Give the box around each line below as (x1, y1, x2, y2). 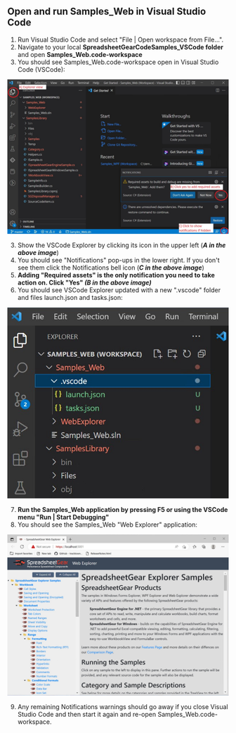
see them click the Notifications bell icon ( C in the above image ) (17, 263, 205, 272)
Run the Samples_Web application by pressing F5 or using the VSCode (17, 506, 228, 514)
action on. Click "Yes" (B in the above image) (17, 278, 152, 287)
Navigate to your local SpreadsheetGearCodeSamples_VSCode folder (17, 42, 223, 51)
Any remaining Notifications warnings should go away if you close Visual (17, 703, 228, 711)
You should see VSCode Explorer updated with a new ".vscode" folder (17, 286, 221, 294)
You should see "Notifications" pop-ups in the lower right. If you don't (17, 256, 220, 265)
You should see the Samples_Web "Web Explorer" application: (17, 520, 198, 529)
